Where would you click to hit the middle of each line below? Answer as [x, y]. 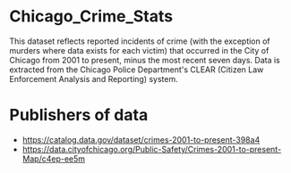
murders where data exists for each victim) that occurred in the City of [139, 50]
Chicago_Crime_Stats [91, 16]
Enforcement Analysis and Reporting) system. [94, 78]
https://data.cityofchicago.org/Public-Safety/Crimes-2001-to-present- [152, 149]
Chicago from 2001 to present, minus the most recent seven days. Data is [145, 60]
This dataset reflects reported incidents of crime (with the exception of [140, 41]
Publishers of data [79, 115]
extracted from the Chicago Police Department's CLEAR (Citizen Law [137, 70]
